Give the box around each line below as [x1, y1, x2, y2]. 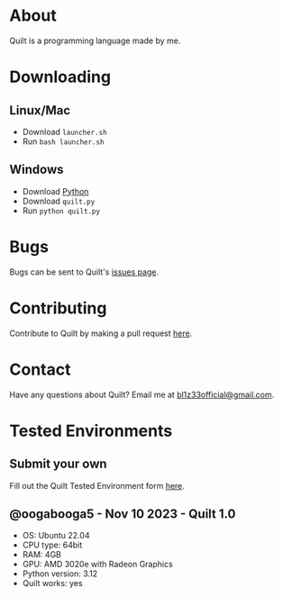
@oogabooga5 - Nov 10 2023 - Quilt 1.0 [9, 506, 236, 521]
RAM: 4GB [22, 549, 61, 560]
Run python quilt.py [22, 204, 101, 216]
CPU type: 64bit [22, 539, 83, 550]
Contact [9, 359, 71, 379]
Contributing [9, 298, 107, 318]
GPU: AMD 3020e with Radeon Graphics [22, 559, 173, 570]
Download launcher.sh [22, 126, 107, 137]
